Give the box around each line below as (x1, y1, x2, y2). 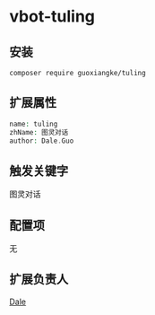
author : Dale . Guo (9, 136, 74, 145)
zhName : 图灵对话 (9, 127, 69, 136)
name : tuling (9, 119, 58, 128)
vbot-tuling (9, 6, 96, 27)
